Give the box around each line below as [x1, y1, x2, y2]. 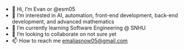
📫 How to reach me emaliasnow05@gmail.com [11, 37, 128, 44]
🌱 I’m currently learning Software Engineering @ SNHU [11, 24, 146, 31]
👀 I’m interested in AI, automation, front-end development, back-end [11, 12, 179, 19]
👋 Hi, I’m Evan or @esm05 [11, 6, 76, 12]
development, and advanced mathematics [11, 18, 114, 25]
